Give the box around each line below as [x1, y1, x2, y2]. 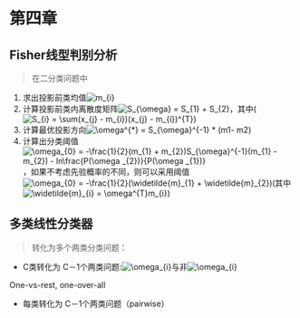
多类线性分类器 [9, 217, 93, 232]
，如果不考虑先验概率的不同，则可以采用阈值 [22, 167, 190, 177]
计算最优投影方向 [22, 124, 87, 135]
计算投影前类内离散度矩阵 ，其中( [22, 103, 256, 114]
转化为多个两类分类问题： [31, 242, 128, 253]
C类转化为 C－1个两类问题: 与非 [22, 261, 188, 272]
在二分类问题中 [31, 73, 88, 83]
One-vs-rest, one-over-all [9, 279, 106, 290]
